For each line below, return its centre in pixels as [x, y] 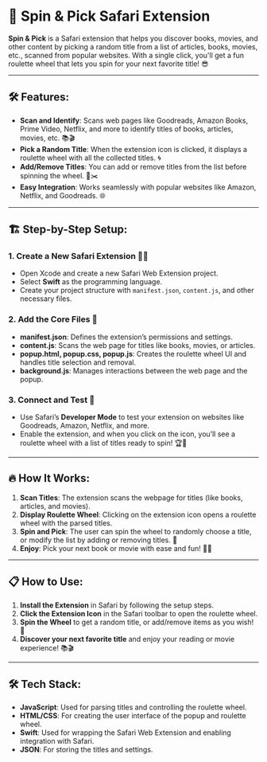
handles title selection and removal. [78, 362]
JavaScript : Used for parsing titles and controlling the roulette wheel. [133, 707]
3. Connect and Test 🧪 [52, 400]
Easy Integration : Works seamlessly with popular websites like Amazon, [138, 187]
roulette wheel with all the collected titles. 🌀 [90, 158]
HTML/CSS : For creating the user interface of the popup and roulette [133, 716]
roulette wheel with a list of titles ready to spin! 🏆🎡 [103, 443]
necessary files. [46, 299]
